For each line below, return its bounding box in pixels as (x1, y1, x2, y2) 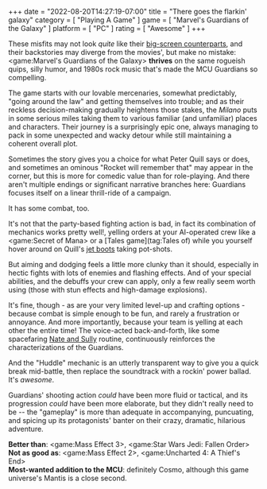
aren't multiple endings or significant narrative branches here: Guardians (8, 180, 246, 189)
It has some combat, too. (8, 204, 90, 213)
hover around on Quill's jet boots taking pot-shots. (8, 244, 173, 254)
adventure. (8, 425, 44, 433)
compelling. (8, 73, 47, 82)
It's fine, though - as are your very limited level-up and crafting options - (8, 301, 246, 309)
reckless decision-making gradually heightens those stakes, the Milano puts (8, 105, 257, 114)
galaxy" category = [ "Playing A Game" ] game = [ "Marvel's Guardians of (8, 15, 249, 25)
